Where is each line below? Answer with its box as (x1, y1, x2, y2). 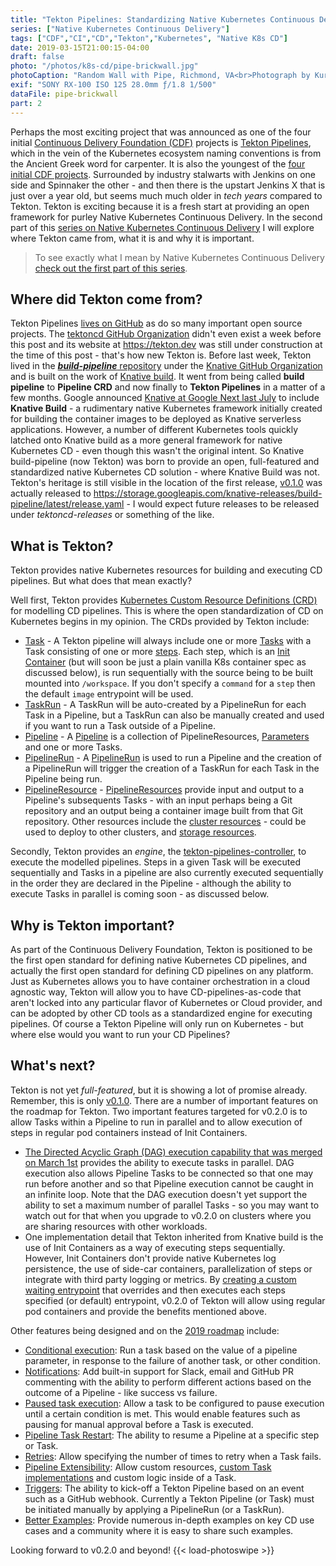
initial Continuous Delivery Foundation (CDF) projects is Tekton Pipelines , (10, 136, 312, 148)
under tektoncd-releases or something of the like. (10, 509, 215, 521)
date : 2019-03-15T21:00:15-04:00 (10, 42, 150, 53)
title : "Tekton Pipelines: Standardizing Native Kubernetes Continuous (10, 14, 315, 25)
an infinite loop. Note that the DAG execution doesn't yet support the (24, 1188, 308, 1200)
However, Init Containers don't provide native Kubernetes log (24, 1252, 277, 1264)
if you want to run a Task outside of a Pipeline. (24, 720, 217, 732)
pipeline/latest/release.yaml (10, 498, 125, 510)
